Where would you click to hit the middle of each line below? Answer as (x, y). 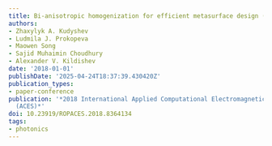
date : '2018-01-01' (41, 69)
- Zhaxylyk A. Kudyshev (49, 31)
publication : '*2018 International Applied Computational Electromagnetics (139, 99)
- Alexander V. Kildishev (52, 62)
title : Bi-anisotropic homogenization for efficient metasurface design (134, 16)
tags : (17, 122)
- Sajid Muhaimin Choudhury (56, 54)
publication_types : (41, 84)
